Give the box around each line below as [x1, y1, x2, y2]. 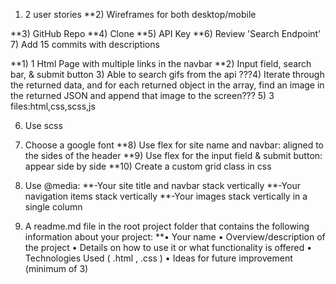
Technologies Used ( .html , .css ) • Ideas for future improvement [24, 252, 293, 264]
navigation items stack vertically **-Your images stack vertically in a [24, 190, 308, 202]
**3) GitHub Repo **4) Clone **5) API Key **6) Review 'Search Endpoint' [10, 28, 322, 39]
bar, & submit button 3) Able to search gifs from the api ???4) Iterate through [10, 69, 325, 80]
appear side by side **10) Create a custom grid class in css [24, 160, 272, 172]
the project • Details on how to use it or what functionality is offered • [24, 242, 313, 253]
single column [24, 201, 83, 213]
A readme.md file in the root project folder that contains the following [24, 220, 310, 232]
